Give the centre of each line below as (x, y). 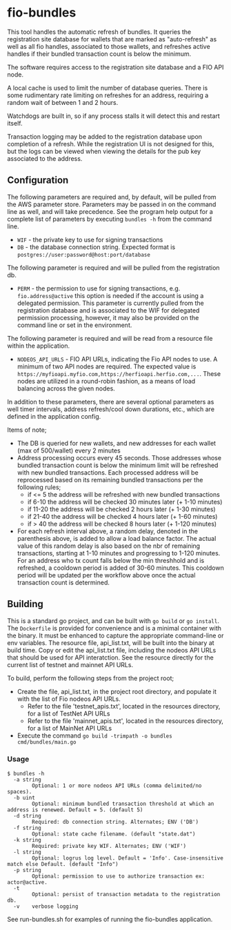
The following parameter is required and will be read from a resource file (110, 338)
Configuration (38, 180)
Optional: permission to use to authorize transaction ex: (119, 876)
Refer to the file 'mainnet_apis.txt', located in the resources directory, (125, 721)
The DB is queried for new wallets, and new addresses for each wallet (116, 443)
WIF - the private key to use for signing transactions (90, 239)
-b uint (24, 798)
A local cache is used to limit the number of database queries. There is (108, 88)
